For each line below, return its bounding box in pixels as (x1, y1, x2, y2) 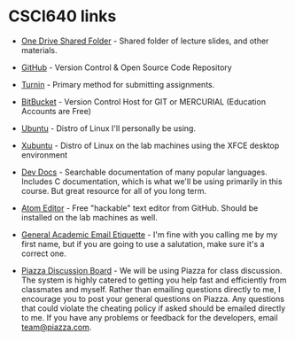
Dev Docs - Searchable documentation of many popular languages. (20, 167, 268, 177)
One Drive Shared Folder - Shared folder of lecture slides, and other (20, 35, 269, 46)
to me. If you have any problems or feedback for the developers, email (20, 312, 278, 322)
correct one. (20, 248, 67, 259)
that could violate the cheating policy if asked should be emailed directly (20, 303, 286, 314)
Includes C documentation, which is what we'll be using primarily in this (20, 175, 283, 187)
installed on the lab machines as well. (20, 212, 159, 222)
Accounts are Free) (20, 105, 92, 116)
